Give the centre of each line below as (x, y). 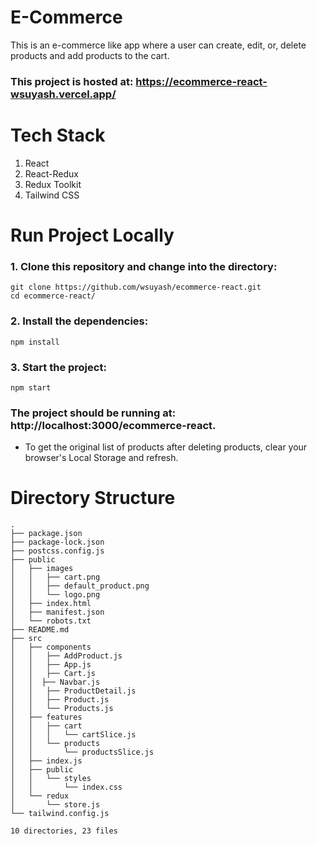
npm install (35, 342)
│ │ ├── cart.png (55, 577)
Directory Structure (93, 498)
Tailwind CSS (52, 195)
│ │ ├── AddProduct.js (66, 656)
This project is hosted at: (72, 81)
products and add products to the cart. (90, 55)
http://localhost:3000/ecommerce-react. (113, 425)
